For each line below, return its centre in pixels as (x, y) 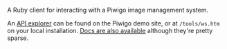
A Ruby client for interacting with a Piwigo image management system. (108, 10)
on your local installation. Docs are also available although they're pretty (110, 31)
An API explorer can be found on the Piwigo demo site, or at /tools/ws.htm (113, 23)
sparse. (18, 38)
